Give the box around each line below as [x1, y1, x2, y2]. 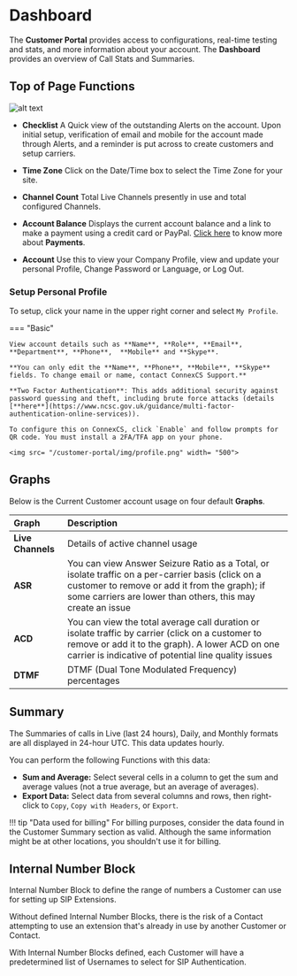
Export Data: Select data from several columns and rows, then [21, 790, 250, 801]
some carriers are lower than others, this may [67, 590, 255, 603]
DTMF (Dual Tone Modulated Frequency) [67, 663, 237, 675]
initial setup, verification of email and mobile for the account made [21, 129, 263, 140]
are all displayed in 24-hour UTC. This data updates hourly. [9, 737, 225, 748]
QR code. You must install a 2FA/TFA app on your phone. [9, 433, 224, 442]
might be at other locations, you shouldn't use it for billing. [9, 835, 222, 846]
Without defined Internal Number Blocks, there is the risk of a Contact [9, 911, 263, 922]
